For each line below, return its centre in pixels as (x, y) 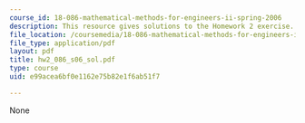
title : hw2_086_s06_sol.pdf (63, 60)
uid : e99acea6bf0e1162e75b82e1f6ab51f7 (85, 77)
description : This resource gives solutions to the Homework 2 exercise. (152, 26)
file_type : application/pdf (63, 43)
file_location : (38, 34)
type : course (34, 69)
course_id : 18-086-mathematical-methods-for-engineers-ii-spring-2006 (146, 18)
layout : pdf (32, 52)
